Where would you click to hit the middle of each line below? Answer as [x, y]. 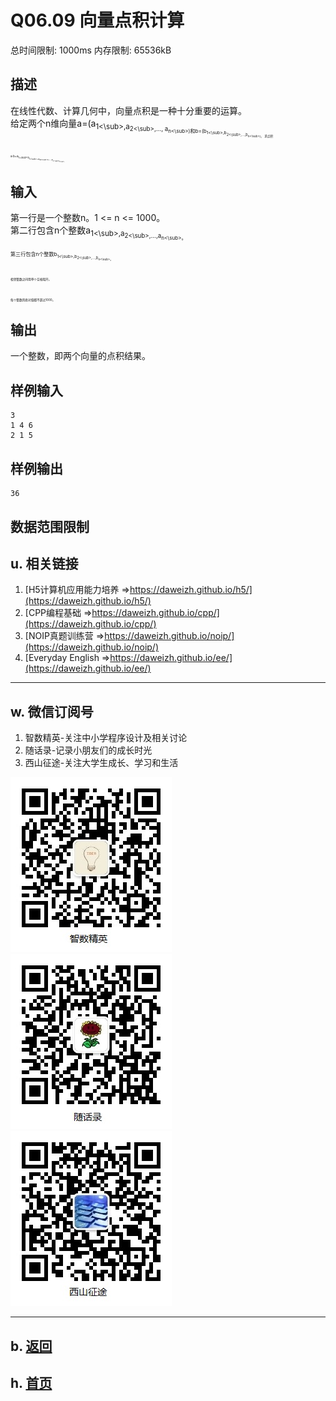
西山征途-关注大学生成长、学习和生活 [101, 763]
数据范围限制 [50, 526]
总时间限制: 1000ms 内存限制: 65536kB [91, 50]
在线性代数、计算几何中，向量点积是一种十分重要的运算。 [128, 110]
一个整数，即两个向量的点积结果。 [80, 356]
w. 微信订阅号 [52, 711]
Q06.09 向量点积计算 [97, 20]
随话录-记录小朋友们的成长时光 [88, 750]
